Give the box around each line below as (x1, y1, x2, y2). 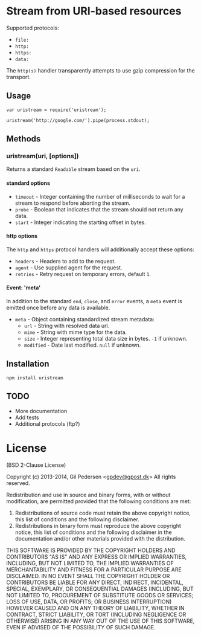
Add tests (14, 414, 39, 421)
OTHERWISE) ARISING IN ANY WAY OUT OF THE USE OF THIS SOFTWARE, (6, 617, 195, 625)
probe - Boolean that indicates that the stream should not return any (14, 205, 183, 213)
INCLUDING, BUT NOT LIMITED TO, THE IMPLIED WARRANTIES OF (6, 559, 174, 567)
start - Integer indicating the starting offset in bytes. (14, 219, 146, 226)
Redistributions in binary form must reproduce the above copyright (14, 522, 181, 529)
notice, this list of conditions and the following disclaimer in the (14, 528, 172, 536)
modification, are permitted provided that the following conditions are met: (6, 497, 191, 505)
